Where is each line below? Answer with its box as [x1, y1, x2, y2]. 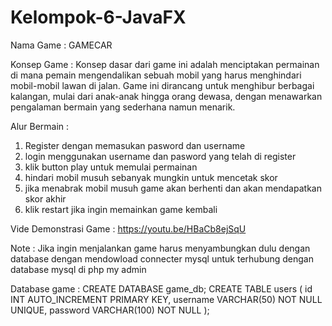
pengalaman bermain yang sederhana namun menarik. [10, 101, 236, 113]
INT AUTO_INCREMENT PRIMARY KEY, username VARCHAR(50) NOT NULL [10, 293, 323, 305]
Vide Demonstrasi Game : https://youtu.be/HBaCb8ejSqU [10, 222, 247, 235]
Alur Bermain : [10, 120, 70, 132]
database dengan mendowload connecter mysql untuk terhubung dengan [10, 252, 315, 265]
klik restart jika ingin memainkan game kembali [24, 203, 218, 215]
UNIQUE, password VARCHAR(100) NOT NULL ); [10, 304, 210, 316]
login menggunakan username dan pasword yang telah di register [24, 150, 297, 162]
